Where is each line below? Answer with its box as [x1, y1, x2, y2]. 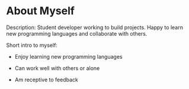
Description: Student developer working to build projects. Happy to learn [6, 24, 184, 31]
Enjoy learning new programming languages [14, 53, 123, 60]
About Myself [6, 4, 75, 18]
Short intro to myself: [6, 42, 58, 49]
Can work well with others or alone [14, 64, 100, 72]
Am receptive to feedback [14, 76, 78, 83]
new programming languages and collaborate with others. [6, 30, 148, 37]
